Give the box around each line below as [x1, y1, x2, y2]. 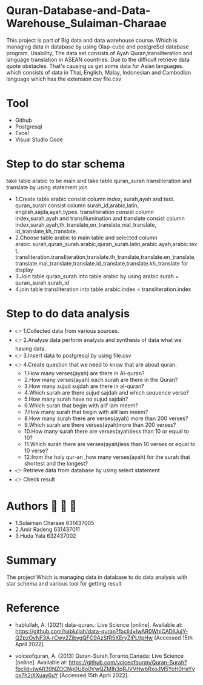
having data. [15, 345, 47, 352]
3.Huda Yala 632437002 [15, 532, 77, 540]
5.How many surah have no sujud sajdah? [24, 395, 128, 403]
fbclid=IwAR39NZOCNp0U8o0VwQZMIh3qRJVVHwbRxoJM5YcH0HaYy [15, 665, 195, 672]
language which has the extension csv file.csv [6, 75, 122, 82]
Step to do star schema [6, 157, 125, 171]
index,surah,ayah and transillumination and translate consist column [15, 215, 185, 222]
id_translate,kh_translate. [15, 227, 78, 235]
